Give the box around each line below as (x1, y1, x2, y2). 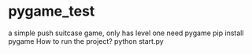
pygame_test (8, 2, 95, 20)
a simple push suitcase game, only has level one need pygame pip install (8, 28, 244, 38)
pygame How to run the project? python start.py (8, 36, 164, 45)
